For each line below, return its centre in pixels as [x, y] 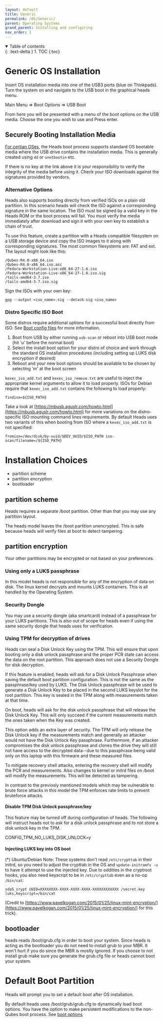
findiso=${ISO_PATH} [26, 398]
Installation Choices [46, 460]
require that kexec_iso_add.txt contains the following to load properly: [76, 389]
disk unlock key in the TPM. [33, 828]
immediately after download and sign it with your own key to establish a [77, 221]
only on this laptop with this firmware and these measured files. [69, 756]
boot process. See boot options [51, 1014]
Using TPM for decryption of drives [48, 639]
